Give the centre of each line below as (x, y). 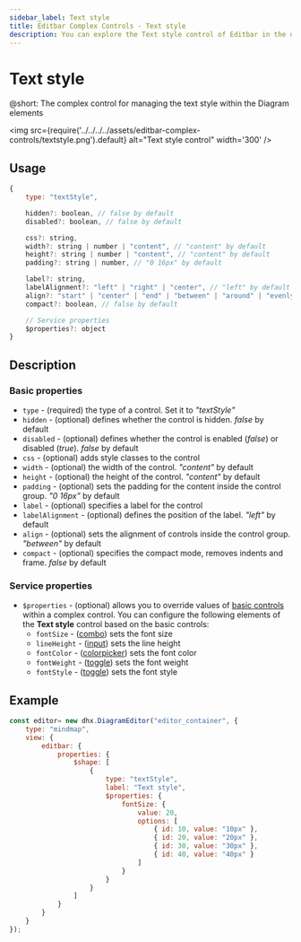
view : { (39, 737)
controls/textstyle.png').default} (68, 140)
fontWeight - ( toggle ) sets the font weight (112, 663)
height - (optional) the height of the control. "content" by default (141, 476)
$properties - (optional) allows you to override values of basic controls (153, 606)
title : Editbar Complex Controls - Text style (98, 26)
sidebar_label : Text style (60, 17)
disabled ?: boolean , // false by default (103, 222)
